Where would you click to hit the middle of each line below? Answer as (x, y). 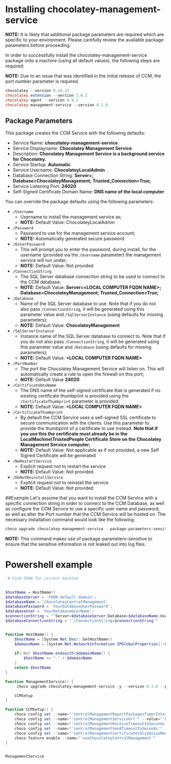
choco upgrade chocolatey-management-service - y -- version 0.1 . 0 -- (91, 686)
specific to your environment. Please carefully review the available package (84, 40)
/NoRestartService (32, 461)
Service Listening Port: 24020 (44, 186)
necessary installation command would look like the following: (70, 520)
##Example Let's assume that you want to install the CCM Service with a (81, 498)
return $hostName (33, 668)
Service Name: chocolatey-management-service (65, 143)
